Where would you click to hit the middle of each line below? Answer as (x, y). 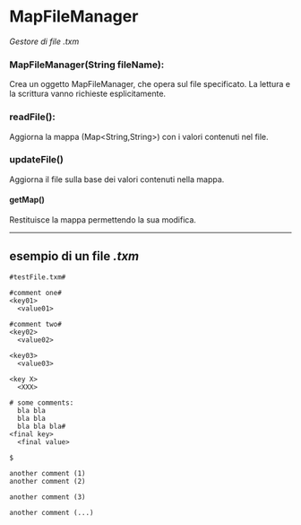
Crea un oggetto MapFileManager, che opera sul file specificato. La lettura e (150, 84)
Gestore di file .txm (44, 41)
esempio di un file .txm (74, 256)
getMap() (27, 200)
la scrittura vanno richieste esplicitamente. (88, 94)
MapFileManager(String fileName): (87, 65)
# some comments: (42, 402)
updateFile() (37, 160)
